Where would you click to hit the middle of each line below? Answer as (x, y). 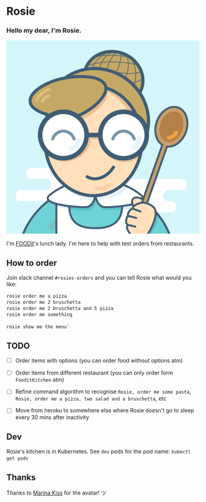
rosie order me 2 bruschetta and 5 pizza (60, 309)
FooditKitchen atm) (40, 380)
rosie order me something (39, 315)
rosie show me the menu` (38, 327)
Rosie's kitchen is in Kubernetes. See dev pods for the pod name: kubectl (99, 452)
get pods (17, 458)
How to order (32, 263)
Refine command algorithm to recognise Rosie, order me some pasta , (103, 392)
